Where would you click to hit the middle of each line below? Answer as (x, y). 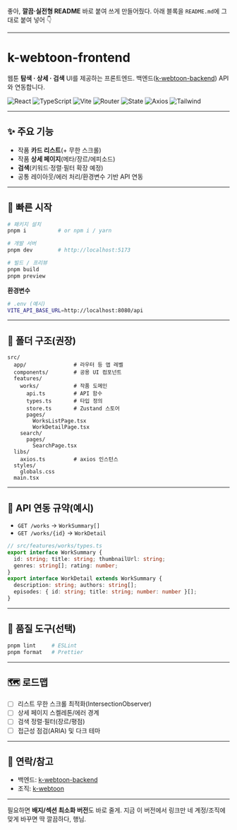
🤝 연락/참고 (31, 761)
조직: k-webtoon (41, 789)
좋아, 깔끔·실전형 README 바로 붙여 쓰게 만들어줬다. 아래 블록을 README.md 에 (114, 11)
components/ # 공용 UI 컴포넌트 (68, 373)
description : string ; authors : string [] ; (75, 586)
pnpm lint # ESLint (42, 646)
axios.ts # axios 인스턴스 (69, 460)
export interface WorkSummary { (55, 552)
